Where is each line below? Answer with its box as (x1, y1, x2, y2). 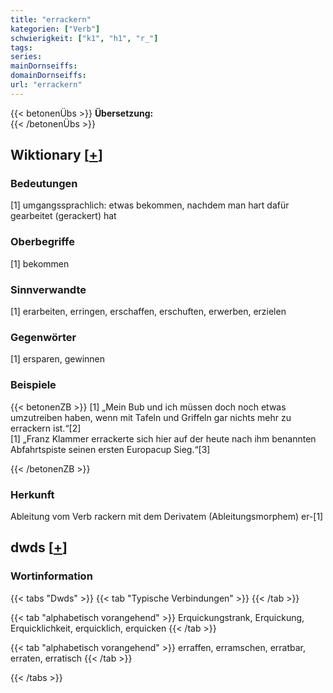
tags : (10, 42, 33, 53)
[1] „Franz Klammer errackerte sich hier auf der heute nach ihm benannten (10, 432, 317, 445)
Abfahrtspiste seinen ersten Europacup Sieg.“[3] (10, 443, 211, 455)
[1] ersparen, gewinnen (10, 353, 105, 365)
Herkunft (10, 487, 55, 501)
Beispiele (10, 378, 57, 392)
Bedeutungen (10, 177, 78, 191)
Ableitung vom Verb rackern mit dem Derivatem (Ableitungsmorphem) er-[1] (10, 510, 324, 522)
